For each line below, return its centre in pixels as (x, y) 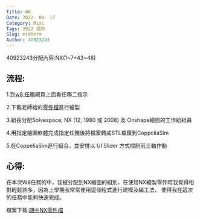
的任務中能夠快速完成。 (35, 197)
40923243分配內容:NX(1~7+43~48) (51, 58)
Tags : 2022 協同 (26, 29)
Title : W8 (19, 12)
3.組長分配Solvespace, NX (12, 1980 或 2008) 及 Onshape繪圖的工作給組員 (99, 120)
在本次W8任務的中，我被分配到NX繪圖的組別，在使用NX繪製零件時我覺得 (98, 182)
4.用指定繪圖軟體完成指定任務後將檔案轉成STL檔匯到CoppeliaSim (88, 133)
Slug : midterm (24, 34)
